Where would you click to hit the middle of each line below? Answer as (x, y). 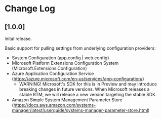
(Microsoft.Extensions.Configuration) (49, 68)
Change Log (30, 9)
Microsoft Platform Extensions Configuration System (65, 63)
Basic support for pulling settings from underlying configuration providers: (80, 48)
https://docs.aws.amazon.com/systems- (55, 105)
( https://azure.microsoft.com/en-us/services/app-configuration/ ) (78, 79)
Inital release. (18, 39)
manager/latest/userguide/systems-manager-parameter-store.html (80, 110)
